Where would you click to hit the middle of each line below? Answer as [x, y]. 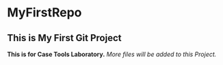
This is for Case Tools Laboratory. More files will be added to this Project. [112, 54]
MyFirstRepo [44, 13]
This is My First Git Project [64, 38]
